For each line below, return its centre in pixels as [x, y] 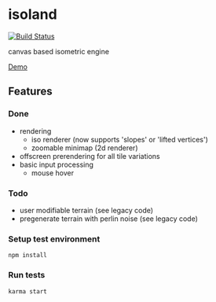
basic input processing [57, 164]
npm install [27, 256]
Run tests [27, 275]
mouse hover [53, 173]
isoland [33, 15]
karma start [27, 291]
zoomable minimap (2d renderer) [84, 148]
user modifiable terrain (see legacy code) [86, 210]
